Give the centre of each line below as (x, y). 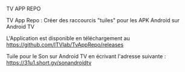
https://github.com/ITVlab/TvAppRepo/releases (65, 45)
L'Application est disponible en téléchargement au (68, 38)
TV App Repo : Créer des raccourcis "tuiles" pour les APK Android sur (93, 20)
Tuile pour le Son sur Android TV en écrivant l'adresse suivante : (86, 56)
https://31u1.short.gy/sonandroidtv (49, 63)
